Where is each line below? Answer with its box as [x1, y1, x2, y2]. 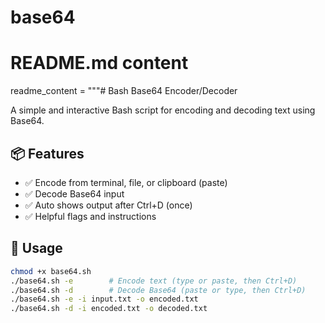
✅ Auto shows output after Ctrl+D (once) [24, 199, 193, 211]
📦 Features [10, 145, 85, 162]
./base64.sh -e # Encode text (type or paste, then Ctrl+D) [10, 276, 298, 286]
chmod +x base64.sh [10, 266, 92, 276]
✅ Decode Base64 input [24, 187, 125, 200]
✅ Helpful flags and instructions [24, 210, 157, 222]
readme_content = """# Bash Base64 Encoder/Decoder [10, 85, 238, 97]
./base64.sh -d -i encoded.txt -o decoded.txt [10, 304, 208, 314]
